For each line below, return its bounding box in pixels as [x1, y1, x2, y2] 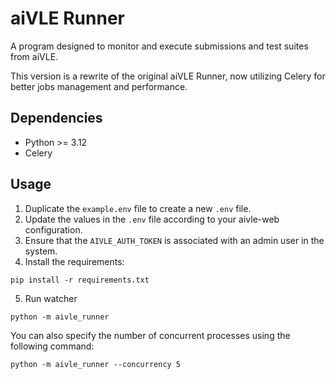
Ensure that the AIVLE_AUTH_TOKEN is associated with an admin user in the [24, 234, 325, 246]
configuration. [24, 223, 83, 236]
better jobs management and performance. [10, 80, 188, 92]
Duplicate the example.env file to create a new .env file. [24, 202, 252, 214]
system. [24, 245, 58, 257]
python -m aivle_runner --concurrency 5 [10, 359, 182, 369]
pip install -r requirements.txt [10, 275, 150, 285]
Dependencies [10, 110, 103, 127]
